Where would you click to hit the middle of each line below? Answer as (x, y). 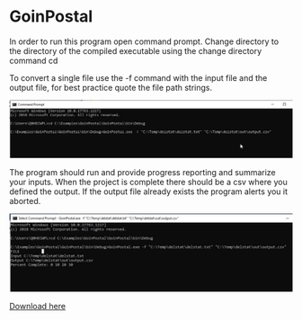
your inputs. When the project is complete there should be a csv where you (148, 182)
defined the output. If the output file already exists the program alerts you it (149, 191)
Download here (37, 307)
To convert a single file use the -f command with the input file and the (138, 77)
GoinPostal (51, 17)
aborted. (25, 200)
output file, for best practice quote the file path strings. (111, 87)
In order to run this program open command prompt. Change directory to (144, 41)
